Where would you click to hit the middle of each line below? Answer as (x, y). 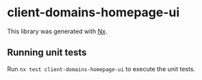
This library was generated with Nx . (57, 31)
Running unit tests (47, 53)
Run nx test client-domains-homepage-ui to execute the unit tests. (101, 68)
